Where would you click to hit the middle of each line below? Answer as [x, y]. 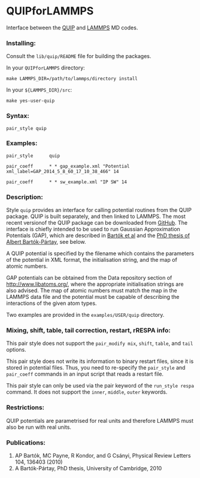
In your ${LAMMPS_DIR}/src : [39, 90]
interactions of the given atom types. [51, 303]
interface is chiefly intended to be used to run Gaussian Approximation [93, 229]
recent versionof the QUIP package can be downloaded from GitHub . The [97, 223]
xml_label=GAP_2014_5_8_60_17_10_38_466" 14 [63, 171]
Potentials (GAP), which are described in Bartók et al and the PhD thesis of [98, 235]
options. [16, 350]
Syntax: [18, 116]
